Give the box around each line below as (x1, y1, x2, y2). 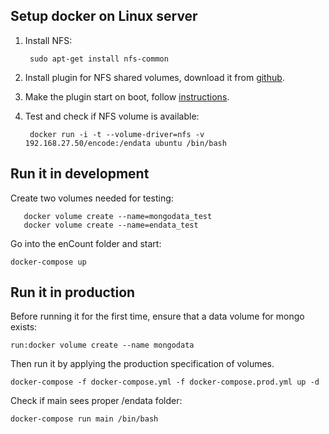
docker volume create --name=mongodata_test (23, 211, 213, 221)
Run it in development (10, 165, 150, 183)
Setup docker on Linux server (10, 8, 198, 25)
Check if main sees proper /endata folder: (10, 395, 183, 407)
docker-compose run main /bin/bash (10, 414, 159, 424)
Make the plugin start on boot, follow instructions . (24, 90, 230, 103)
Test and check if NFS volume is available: (24, 110, 200, 122)
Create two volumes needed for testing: (10, 192, 174, 204)
